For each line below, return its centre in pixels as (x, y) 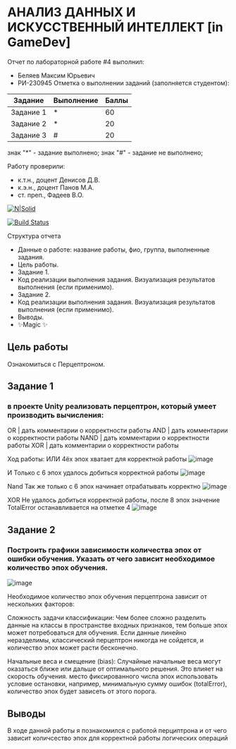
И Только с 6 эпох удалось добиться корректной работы (93, 473)
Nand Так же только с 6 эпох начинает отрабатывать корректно (104, 487)
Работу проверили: (36, 166)
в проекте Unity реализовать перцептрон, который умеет (112, 406)
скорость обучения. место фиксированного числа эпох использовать (113, 676)
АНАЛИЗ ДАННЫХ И (72, 12)
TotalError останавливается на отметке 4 (69, 508)
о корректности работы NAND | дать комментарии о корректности (108, 438)
